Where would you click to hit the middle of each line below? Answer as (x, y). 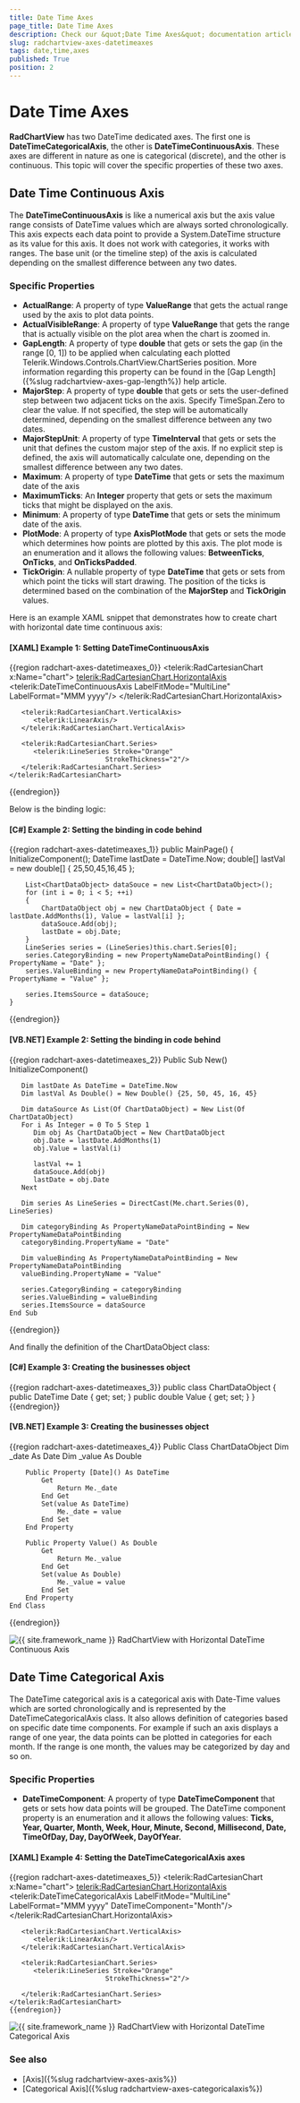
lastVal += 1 (57, 1164)
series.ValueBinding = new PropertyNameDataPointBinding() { (141, 971)
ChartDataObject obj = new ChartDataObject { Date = (142, 909)
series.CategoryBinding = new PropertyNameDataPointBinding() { (147, 956)
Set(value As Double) (82, 1574)
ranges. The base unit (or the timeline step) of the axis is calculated (133, 253)
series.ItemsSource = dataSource (83, 1305)
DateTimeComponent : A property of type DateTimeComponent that (148, 1799)
